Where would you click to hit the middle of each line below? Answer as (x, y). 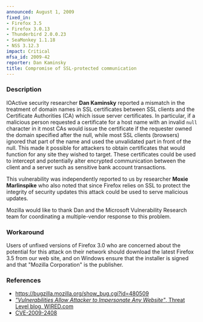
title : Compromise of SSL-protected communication (72, 68)
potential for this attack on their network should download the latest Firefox (100, 252)
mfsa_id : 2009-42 (28, 57)
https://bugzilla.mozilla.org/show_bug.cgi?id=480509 (82, 293)
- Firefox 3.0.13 (28, 29)
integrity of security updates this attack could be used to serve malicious (97, 192)
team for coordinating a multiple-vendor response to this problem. (89, 216)
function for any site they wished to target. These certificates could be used (101, 154)
